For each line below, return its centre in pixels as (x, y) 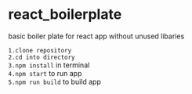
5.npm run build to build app (55, 81)
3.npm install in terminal (49, 65)
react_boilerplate (65, 14)
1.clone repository (40, 50)
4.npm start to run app (45, 73)
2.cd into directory (42, 57)
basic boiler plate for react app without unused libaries (96, 36)
